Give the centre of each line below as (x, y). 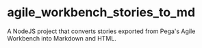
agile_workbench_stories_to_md (101, 13)
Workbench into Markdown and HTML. (62, 38)
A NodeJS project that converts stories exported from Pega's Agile (101, 31)
